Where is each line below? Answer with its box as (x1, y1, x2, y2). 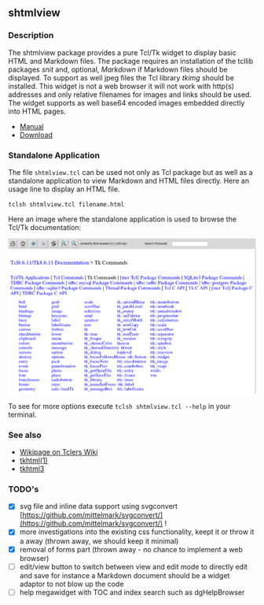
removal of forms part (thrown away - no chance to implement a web (19, 544, 244, 554)
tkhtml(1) (19, 456, 49, 466)
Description (8, 30, 54, 41)
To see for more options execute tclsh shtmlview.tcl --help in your (8, 401, 231, 410)
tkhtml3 (19, 464, 45, 473)
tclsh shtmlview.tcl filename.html (8, 200, 125, 208)
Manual (19, 121, 45, 131)
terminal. (8, 410, 37, 419)
